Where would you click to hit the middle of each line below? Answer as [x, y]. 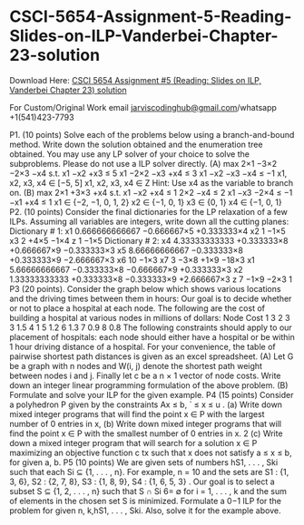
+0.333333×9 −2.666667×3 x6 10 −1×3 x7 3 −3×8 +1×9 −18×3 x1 [132, 259]
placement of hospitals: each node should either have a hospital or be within [152, 336]
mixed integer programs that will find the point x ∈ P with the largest [137, 413]
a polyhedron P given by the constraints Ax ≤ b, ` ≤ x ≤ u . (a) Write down [146, 404]
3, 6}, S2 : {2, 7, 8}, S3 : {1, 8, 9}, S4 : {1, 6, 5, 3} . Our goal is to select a [142, 481]
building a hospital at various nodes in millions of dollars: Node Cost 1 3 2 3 [150, 317]
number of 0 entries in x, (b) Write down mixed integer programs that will [146, 423]
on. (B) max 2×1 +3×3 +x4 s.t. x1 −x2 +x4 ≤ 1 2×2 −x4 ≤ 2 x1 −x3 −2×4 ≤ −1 [151, 192]
